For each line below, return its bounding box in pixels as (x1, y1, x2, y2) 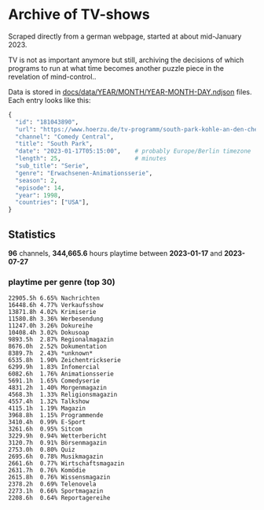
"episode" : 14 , (15, 183, 65, 192)
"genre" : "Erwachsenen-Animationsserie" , (15, 169, 153, 177)
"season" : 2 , (15, 176, 58, 184)
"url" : (15, 125, 37, 133)
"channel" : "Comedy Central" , (15, 132, 114, 141)
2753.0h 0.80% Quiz (8, 446, 76, 454)
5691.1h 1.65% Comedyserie (8, 377, 101, 385)
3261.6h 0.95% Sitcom (8, 425, 82, 434)
